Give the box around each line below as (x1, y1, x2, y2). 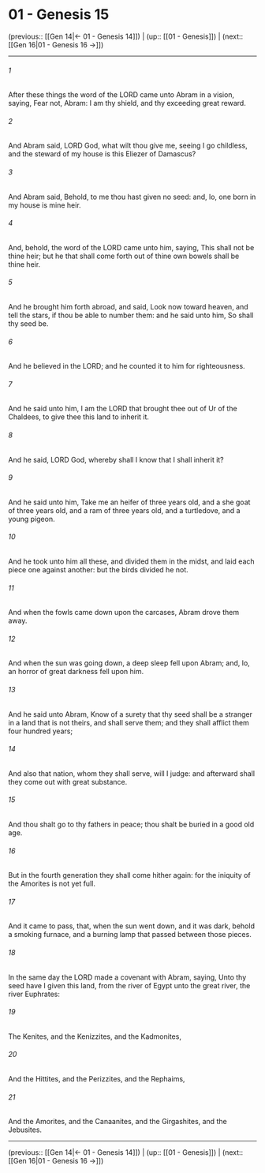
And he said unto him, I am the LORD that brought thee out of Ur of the (8, 404, 238, 414)
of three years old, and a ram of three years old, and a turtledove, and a (8, 505, 241, 515)
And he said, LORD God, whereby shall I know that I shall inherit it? (8, 455, 225, 464)
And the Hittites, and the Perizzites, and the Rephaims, (8, 1074, 185, 1083)
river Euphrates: (8, 989, 61, 999)
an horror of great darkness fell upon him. (8, 667, 144, 676)
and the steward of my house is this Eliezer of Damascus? (8, 149, 196, 159)
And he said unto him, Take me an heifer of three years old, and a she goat (8, 497, 251, 507)
